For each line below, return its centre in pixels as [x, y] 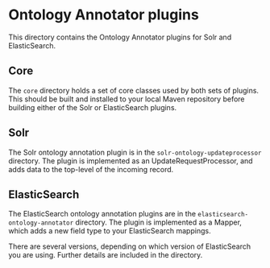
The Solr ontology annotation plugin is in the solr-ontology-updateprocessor [135, 152]
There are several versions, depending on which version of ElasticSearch [130, 246]
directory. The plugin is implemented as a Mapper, [158, 222]
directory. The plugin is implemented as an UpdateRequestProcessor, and [131, 161]
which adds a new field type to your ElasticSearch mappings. [110, 231]
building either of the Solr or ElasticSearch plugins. [93, 107]
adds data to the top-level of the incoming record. [91, 169]
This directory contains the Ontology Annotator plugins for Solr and [120, 37]
